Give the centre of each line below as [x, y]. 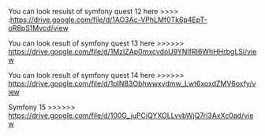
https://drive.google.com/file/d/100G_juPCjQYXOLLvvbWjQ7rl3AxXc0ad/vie [131, 116]
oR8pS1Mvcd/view [38, 28]
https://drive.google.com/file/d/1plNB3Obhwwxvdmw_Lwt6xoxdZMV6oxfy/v [132, 83]
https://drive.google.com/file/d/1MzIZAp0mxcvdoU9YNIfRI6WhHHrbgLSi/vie [132, 51]
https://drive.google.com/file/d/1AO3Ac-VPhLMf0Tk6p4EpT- [109, 20]
